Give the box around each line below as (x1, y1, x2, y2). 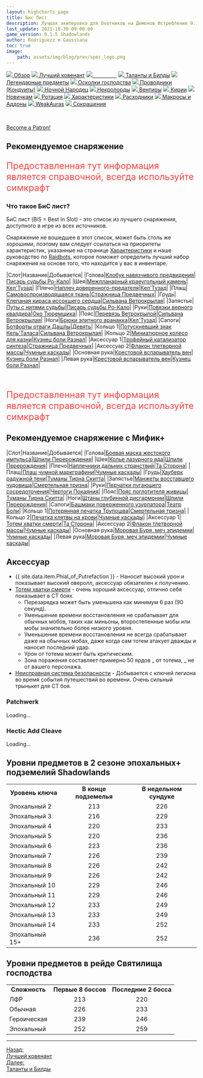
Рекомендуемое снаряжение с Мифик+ (6, 433, 166, 443)
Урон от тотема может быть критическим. (24, 650, 134, 658)
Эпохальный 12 (9, 900, 56, 909)
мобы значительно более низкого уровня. (24, 624, 133, 632)
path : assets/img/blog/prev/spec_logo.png (17, 54, 126, 60)
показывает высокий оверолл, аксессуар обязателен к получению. (14, 579, 190, 587)
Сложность (11, 985, 47, 994)
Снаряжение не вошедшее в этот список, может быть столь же (6, 234, 171, 241)
